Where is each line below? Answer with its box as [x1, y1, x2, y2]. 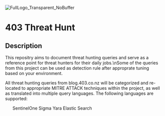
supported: [5, 96, 28, 101]
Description [5, 41, 42, 50]
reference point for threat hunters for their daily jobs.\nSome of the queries [5, 60, 159, 66]
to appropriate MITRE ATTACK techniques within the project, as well [21, 85, 160, 91]
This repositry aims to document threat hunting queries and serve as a [5, 55, 149, 60]
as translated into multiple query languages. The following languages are [5, 90, 154, 96]
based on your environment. [5, 71, 63, 76]
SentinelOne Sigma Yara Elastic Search [12, 105, 92, 111]
